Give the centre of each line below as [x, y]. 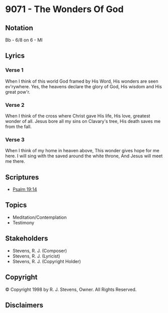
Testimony [23, 222]
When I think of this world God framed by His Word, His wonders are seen [82, 81]
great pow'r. [18, 92]
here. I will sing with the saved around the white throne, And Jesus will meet [84, 156]
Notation [19, 28]
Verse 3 [15, 140]
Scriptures [22, 177]
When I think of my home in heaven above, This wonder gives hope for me [82, 151]
